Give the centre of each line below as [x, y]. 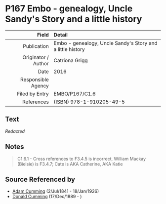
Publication [36, 46]
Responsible [35, 80]
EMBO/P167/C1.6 [75, 93]
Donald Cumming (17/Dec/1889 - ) [47, 197]
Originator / [36, 57]
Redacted [15, 131]
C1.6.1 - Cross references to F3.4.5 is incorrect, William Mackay [82, 159]
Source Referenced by [40, 179]
